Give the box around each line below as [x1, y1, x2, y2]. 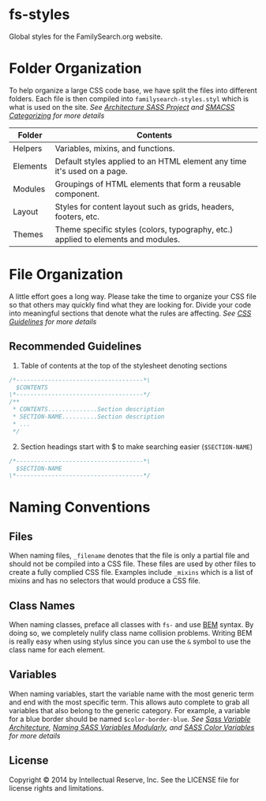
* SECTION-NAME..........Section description [12, 413, 165, 421]
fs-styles [9, 6, 70, 24]
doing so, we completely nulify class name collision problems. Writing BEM [9, 629, 253, 638]
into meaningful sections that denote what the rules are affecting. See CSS [9, 308, 252, 318]
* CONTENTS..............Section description [12, 406, 165, 414]
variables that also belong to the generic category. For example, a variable [9, 705, 251, 715]
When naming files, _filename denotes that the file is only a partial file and [9, 551, 249, 561]
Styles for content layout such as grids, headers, [54, 201, 234, 212]
